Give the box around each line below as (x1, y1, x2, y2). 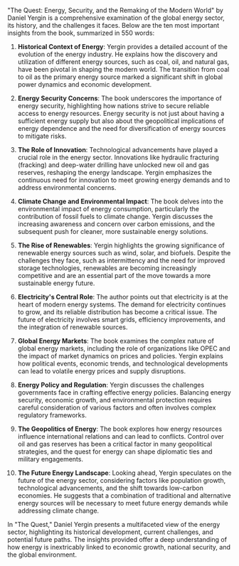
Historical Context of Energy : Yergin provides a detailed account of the (17, 43, 228, 50)
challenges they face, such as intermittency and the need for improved (17, 256, 225, 265)
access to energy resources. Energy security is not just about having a (17, 110, 225, 117)
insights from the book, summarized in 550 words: (7, 28, 155, 37)
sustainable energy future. (17, 279, 95, 287)
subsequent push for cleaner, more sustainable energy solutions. (17, 228, 208, 235)
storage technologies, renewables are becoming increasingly (17, 264, 197, 272)
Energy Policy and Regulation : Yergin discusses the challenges (17, 380, 205, 389)
